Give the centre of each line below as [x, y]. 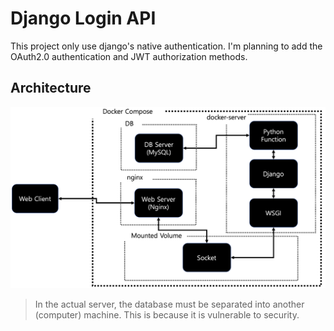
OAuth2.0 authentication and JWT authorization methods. [129, 56]
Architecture [51, 88]
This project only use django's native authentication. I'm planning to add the [166, 46]
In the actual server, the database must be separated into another [169, 304]
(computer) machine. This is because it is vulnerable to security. [167, 314]
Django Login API [83, 18]
